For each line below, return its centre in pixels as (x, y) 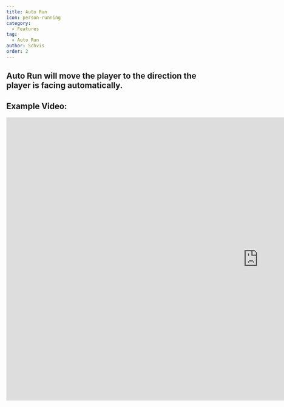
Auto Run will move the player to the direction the (101, 76)
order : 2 (17, 52)
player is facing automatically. (65, 86)
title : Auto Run (27, 12)
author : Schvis (25, 46)
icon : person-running (34, 18)
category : (19, 23)
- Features (25, 29)
